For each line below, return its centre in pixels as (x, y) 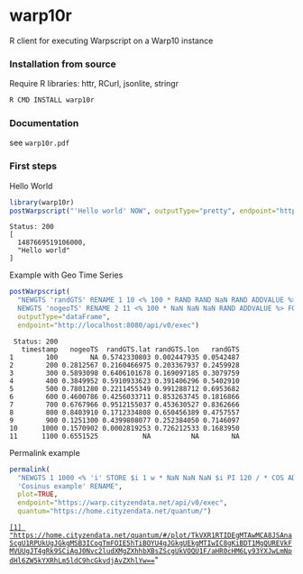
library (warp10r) (42, 202)
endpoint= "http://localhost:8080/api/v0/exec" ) (109, 325)
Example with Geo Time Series (66, 275)
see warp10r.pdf (40, 143)
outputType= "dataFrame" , (64, 317)
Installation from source (63, 64)
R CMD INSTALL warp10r (52, 100)
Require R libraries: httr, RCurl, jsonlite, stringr (94, 84)
